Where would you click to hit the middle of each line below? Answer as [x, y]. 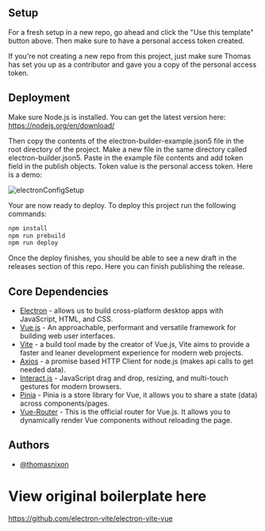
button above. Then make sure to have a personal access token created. [127, 40]
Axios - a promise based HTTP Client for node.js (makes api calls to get [136, 361]
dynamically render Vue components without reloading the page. [126, 421]
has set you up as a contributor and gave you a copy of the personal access [132, 64]
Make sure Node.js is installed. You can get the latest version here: [117, 117]
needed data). [42, 370]
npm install [28, 228]
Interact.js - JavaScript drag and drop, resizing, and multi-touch [124, 378]
